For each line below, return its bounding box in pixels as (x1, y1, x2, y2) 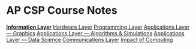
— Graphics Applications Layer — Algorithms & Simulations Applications (6, 29, 185, 36)
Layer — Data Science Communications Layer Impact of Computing (6, 36, 173, 43)
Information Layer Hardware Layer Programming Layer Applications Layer (6, 23, 190, 30)
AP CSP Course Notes (6, 4, 118, 17)
